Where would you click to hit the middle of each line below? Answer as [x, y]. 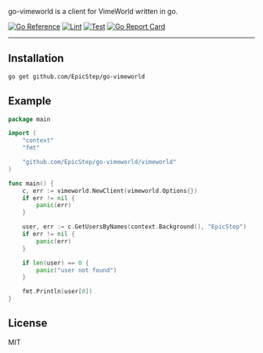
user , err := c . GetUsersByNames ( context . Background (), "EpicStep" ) [134, 227]
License [28, 324]
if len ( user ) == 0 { [56, 263]
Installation [36, 58]
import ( [22, 133]
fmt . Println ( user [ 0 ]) [57, 292]
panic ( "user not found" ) [77, 270]
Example [30, 101]
